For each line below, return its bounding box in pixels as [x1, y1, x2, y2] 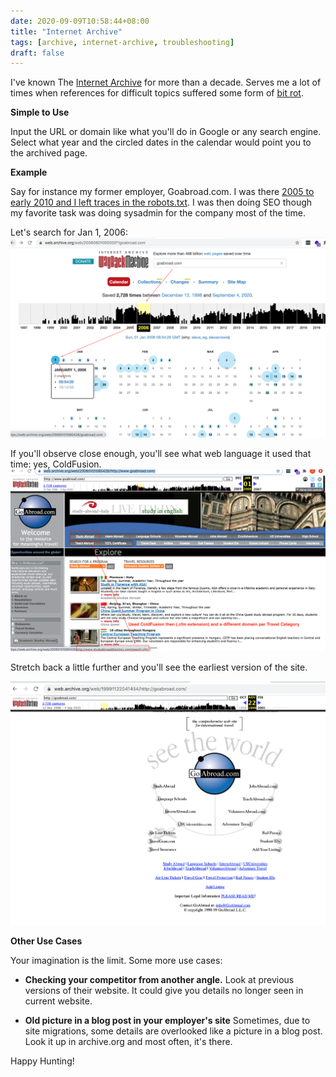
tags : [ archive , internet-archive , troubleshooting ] [10, 37, 235, 47]
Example [10, 166, 48, 179]
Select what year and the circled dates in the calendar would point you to [10, 136, 312, 149]
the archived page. [10, 147, 88, 159]
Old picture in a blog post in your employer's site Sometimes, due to [24, 1015, 311, 1027]
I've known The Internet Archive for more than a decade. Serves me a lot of [10, 76, 322, 89]
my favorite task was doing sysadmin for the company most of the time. [10, 207, 306, 219]
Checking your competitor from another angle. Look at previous [24, 974, 295, 986]
